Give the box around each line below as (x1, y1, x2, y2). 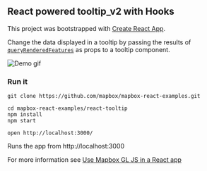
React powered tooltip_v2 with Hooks (7, 6, 175, 18)
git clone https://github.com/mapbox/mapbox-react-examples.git (7, 93, 201, 100)
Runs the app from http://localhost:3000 (7, 142, 125, 151)
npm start (7, 118, 37, 125)
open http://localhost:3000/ (7, 129, 93, 137)
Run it (7, 77, 28, 87)
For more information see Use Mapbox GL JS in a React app (7, 156, 182, 164)
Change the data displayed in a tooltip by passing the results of (7, 38, 191, 46)
